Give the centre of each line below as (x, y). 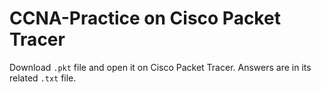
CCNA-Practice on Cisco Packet (145, 18)
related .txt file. (43, 78)
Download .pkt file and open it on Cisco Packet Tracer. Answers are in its (160, 67)
